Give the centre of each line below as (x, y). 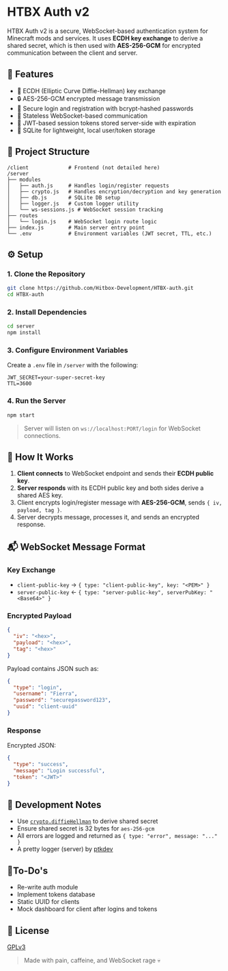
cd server (21, 326)
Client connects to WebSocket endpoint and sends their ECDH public (115, 474)
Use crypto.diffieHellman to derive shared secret (87, 821)
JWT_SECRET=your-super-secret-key (56, 378)
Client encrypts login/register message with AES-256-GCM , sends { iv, (119, 503)
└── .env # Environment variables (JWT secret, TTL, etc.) (110, 234)
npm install (24, 333)
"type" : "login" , (38, 687)
